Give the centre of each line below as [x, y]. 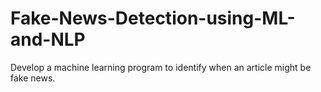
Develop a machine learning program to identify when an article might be [161, 67]
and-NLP [48, 39]
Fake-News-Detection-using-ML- [153, 18]
